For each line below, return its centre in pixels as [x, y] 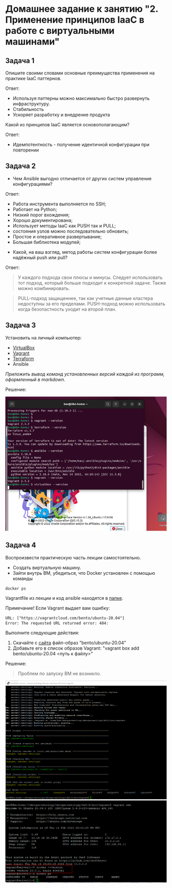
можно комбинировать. [44, 288]
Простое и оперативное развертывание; [57, 236]
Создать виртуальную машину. [47, 568]
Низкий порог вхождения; [41, 215]
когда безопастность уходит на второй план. [67, 309]
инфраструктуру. [31, 104]
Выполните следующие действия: [42, 633]
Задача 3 [21, 325]
